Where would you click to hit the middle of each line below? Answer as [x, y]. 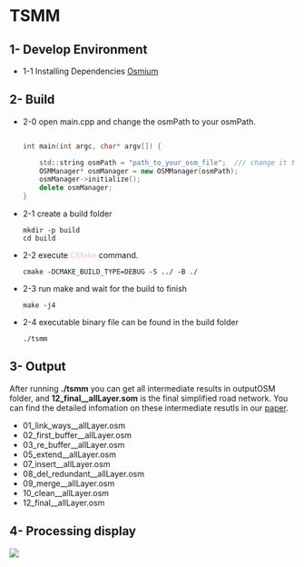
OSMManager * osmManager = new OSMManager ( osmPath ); [139, 171]
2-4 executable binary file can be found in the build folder [130, 323]
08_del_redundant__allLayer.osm [83, 473]
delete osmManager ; [76, 188]
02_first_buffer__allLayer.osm [77, 435]
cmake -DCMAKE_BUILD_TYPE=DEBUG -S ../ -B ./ [110, 272]
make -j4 [39, 305]
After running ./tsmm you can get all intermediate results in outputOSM [142, 388]
